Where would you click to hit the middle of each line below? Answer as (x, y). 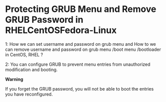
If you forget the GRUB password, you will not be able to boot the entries (80, 89)
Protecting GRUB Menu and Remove (81, 9)
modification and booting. (32, 69)
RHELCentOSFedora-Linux (61, 30)
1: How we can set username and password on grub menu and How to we (81, 44)
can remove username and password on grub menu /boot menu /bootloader (83, 49)
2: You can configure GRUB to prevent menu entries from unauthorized (78, 64)
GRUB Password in (44, 20)
